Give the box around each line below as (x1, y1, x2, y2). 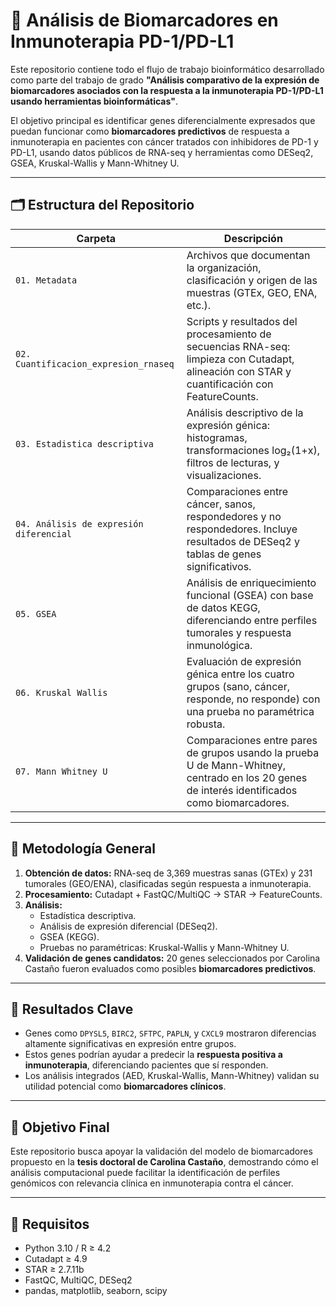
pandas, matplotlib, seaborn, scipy (24, 1285, 168, 1296)
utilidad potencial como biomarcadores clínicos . (24, 1080, 227, 1093)
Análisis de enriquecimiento (186, 575, 317, 589)
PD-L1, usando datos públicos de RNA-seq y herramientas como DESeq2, (10, 146, 314, 158)
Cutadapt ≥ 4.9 (24, 1253, 88, 1264)
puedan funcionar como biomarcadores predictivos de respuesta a (10, 125, 290, 137)
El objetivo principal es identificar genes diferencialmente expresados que (10, 114, 316, 126)
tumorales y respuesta (186, 625, 292, 639)
